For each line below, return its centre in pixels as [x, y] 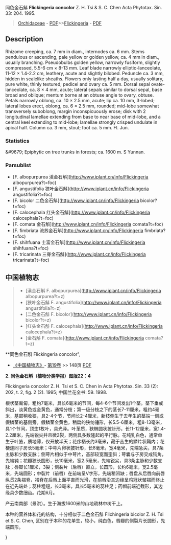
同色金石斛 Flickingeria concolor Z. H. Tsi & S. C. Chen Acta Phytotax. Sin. [84, 7]
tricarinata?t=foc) [31, 260]
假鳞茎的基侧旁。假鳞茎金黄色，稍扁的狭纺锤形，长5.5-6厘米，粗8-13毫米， [85, 422]
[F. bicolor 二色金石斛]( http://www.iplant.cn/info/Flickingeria [76, 200]
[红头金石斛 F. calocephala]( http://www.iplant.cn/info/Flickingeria [94, 326]
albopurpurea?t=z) [45, 297]
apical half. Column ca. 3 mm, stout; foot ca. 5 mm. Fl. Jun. [67, 127]
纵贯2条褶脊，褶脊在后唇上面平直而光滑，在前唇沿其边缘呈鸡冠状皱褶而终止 [85, 480]
